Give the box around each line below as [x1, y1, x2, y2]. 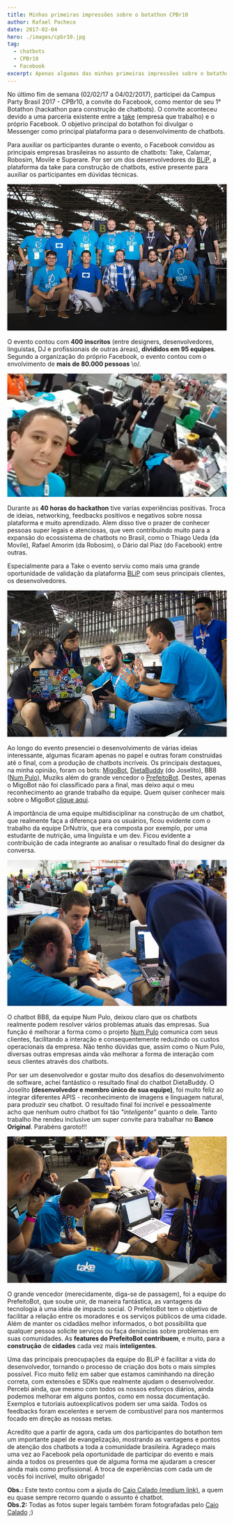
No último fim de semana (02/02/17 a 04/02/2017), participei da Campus [7, 90, 216, 98]
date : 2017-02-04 [7, 26, 58, 33]
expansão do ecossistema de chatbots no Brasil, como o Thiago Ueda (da [7, 533, 219, 541]
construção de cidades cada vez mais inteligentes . [7, 1342, 157, 1350]
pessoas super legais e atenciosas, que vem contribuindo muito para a [7, 526, 210, 534]
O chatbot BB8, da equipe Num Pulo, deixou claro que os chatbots [7, 1013, 197, 1021]
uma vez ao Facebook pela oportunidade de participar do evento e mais [7, 1450, 214, 1459]
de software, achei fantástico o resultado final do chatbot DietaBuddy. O [7, 1079, 214, 1087]
